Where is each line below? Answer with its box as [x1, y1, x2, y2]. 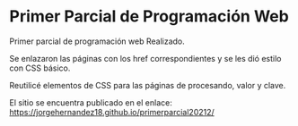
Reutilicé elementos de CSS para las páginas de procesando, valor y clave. [9, 80, 286, 90]
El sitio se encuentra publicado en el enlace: [9, 97, 172, 108]
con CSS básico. [9, 63, 71, 73]
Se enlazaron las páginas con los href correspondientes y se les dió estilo [9, 53, 282, 63]
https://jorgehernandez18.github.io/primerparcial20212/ [9, 106, 215, 117]
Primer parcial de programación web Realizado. [9, 36, 186, 46]
